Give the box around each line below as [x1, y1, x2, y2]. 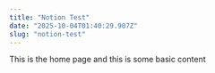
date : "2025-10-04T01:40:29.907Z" [9, 21, 139, 30]
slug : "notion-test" [9, 29, 87, 38]
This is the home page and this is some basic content [9, 54, 206, 65]
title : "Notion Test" [9, 12, 90, 22]
